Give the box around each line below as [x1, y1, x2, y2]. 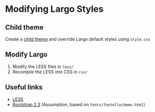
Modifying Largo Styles [5, 3, 104, 15]
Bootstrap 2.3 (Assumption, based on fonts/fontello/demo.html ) [12, 101, 146, 107]
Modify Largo [5, 50, 48, 59]
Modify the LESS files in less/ [12, 63, 74, 70]
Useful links [5, 83, 43, 92]
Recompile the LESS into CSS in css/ [12, 69, 88, 75]
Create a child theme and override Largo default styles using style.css [5, 36, 151, 42]
